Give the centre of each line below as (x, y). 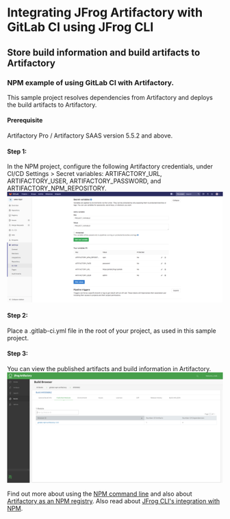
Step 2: (18, 316)
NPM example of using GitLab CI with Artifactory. (91, 82)
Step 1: (17, 151)
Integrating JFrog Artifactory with (105, 13)
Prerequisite (25, 121)
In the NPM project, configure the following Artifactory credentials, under (110, 166)
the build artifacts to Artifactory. (52, 105)
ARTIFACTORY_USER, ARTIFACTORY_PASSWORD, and (84, 181)
